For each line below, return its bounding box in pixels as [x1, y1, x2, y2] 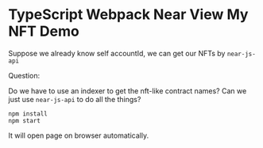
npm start [8, 116, 41, 124]
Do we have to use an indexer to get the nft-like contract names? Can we [8, 85, 247, 96]
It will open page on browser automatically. [8, 131, 149, 140]
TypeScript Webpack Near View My [8, 6, 249, 24]
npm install [8, 109, 48, 118]
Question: [8, 70, 41, 80]
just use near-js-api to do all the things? [8, 94, 141, 104]
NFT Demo [8, 22, 79, 40]
